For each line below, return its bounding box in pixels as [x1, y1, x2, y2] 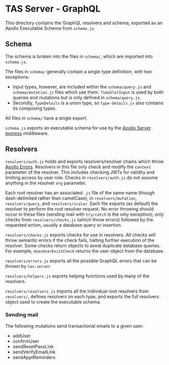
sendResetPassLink [12, 343, 54, 349]
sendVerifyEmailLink [12, 349, 56, 355]
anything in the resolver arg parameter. [5, 180, 87, 186]
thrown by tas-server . [5, 263, 52, 269]
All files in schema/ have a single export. [5, 115, 88, 121]
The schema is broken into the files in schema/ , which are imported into [5, 53, 153, 59]
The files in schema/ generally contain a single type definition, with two [5, 68, 152, 74]
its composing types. [12, 105, 57, 111]
